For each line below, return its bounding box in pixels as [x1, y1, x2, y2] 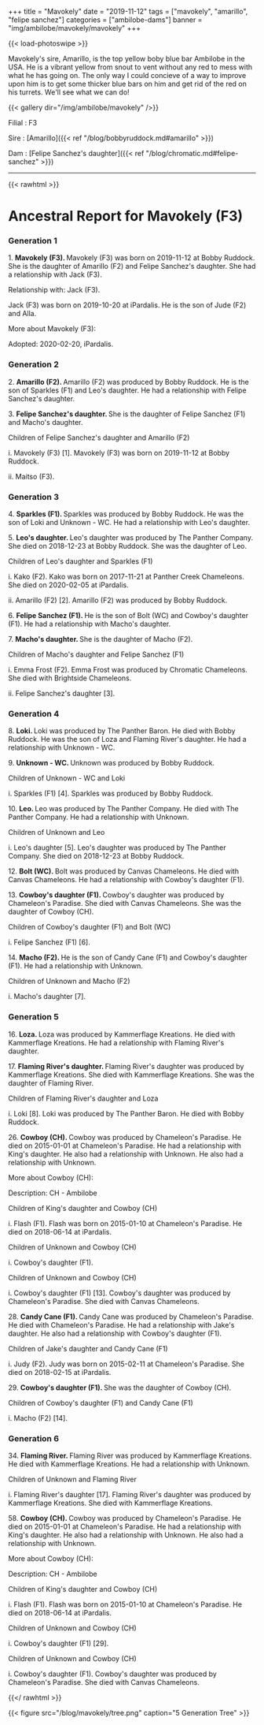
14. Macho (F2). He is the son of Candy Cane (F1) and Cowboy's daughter [8, 953, 247, 963]
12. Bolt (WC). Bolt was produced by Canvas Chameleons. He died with [8, 866, 240, 876]
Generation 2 [8, 359, 59, 370]
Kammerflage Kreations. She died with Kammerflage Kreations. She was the [8, 1070, 255, 1079]
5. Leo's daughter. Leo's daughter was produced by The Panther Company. [8, 533, 254, 542]
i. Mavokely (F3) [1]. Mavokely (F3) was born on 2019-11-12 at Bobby [8, 448, 230, 457]
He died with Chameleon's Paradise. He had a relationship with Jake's [8, 1320, 235, 1329]
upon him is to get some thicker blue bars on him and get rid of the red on [8, 79, 247, 88]
